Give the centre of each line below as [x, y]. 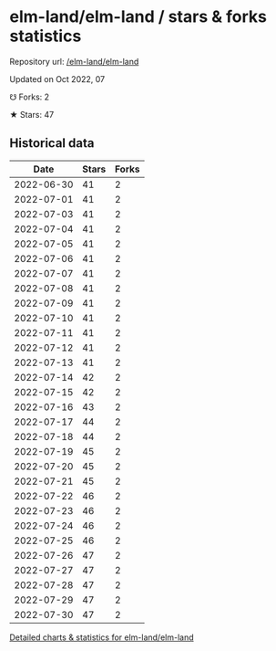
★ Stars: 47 [32, 114]
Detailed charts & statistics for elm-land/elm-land [102, 637]
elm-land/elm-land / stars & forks [138, 17]
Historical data [52, 143]
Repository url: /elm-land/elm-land [74, 61]
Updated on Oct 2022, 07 [57, 79]
